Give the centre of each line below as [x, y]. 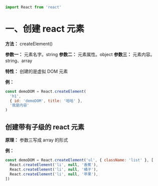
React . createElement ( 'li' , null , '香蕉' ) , [54, 165]
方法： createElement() [29, 44]
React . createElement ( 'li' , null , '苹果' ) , [54, 174]
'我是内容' [20, 105]
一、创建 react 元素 [45, 29]
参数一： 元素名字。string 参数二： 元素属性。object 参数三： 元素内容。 [80, 54]
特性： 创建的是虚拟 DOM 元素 [37, 71]
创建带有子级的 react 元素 [45, 127]
